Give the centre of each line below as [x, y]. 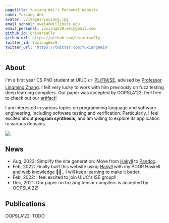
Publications [25, 204]
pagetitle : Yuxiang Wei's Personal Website [52, 10]
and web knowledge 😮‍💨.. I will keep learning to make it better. [76, 172]
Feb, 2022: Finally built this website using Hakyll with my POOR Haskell [86, 167]
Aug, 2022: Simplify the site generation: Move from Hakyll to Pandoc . [84, 161]
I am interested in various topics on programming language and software [81, 108]
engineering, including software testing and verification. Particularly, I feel [82, 113]
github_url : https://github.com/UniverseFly [53, 38]
